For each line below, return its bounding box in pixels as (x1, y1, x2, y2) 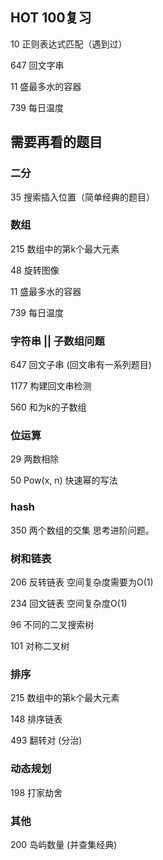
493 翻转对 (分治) (10, 734, 83, 747)
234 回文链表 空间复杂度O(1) (10, 597, 128, 609)
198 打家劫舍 (10, 786, 63, 798)
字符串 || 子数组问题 (10, 334, 105, 348)
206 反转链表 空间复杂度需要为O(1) (10, 576, 154, 588)
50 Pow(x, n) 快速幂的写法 (10, 474, 118, 487)
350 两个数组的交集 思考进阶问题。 (10, 524, 155, 536)
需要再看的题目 (10, 134, 103, 151)
